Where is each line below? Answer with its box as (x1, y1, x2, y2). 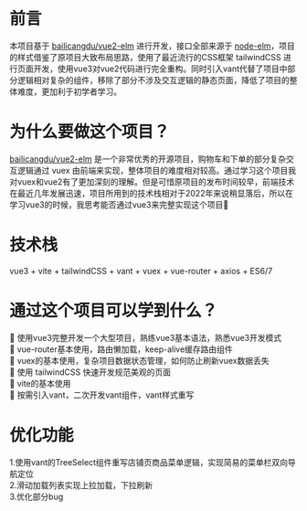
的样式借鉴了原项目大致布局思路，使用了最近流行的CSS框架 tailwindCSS (9, 51, 281, 62)
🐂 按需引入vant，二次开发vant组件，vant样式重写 (9, 389, 195, 400)
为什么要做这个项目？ (9, 122, 171, 143)
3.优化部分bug (9, 491, 64, 502)
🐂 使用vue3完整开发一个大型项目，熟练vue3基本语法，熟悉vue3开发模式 (9, 332, 281, 343)
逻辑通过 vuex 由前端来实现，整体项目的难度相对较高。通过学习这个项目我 (16, 165, 297, 176)
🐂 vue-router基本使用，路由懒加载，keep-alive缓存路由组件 (9, 344, 233, 355)
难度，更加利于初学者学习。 (16, 86, 122, 97)
